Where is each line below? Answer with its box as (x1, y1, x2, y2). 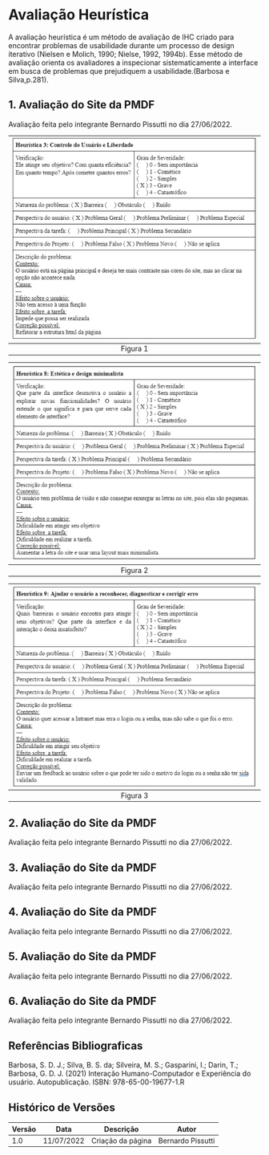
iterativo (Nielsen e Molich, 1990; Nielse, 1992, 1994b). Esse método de (8, 49, 243, 59)
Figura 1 (120, 344, 149, 354)
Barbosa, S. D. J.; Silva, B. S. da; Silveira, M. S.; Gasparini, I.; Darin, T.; (8, 1060, 239, 1070)
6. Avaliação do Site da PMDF (8, 994, 157, 1008)
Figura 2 (120, 565, 149, 575)
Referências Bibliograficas (8, 1039, 143, 1052)
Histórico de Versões (8, 1100, 116, 1114)
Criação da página (90, 1136, 152, 1145)
